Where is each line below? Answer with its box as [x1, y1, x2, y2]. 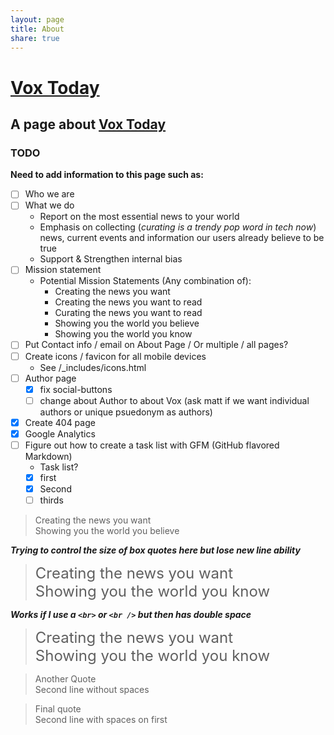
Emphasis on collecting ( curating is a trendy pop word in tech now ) [39, 221, 317, 233]
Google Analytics [24, 427, 96, 440]
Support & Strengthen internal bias [39, 253, 183, 265]
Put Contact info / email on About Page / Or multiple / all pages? [24, 339, 289, 351]
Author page [24, 372, 77, 384]
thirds [39, 494, 64, 506]
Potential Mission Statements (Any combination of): [39, 275, 252, 287]
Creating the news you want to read [54, 296, 203, 308]
